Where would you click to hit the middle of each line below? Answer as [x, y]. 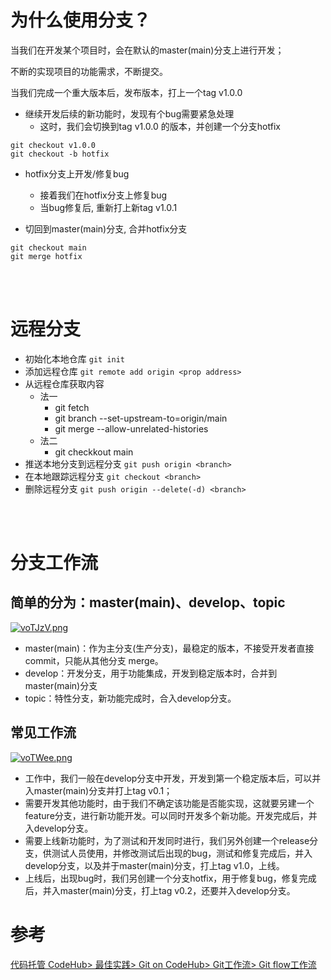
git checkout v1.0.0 [53, 145]
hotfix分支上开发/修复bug [77, 173]
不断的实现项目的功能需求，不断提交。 [89, 71]
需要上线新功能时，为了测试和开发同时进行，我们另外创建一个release [167, 840]
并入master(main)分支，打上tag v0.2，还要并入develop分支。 [169, 890]
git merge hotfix [46, 256]
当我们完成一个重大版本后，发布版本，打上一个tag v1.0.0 [126, 92]
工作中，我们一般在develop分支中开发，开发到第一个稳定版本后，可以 [168, 778]
